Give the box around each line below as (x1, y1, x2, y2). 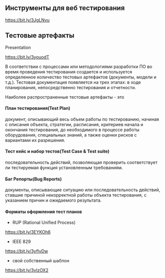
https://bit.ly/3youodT (5, 54, 49, 60)
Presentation (5, 44, 31, 50)
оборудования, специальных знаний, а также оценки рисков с (5, 132, 137, 138)
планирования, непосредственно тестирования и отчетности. (5, 84, 136, 90)
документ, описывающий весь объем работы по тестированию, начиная (5, 116, 159, 122)
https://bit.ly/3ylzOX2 (5, 267, 48, 273)
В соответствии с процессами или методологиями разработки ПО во (5, 64, 152, 69)
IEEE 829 (12, 239, 31, 244)
